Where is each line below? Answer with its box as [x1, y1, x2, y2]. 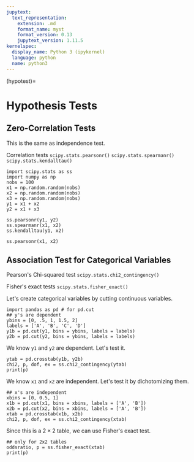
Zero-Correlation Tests [6, 123, 96, 134]
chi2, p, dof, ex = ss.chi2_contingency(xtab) [6, 417, 127, 423]
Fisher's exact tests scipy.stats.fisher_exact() [6, 283, 129, 290]
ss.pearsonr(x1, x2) [6, 238, 59, 244]
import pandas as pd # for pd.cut [6, 307, 95, 313]
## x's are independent [6, 390, 67, 396]
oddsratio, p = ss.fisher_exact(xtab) [6, 444, 105, 451]
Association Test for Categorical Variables [6, 255, 171, 265]
